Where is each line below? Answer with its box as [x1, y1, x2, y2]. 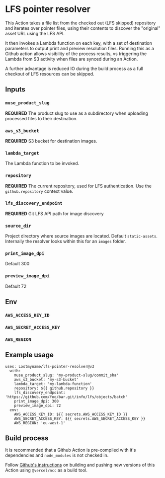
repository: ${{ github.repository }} [14, 386, 94, 391]
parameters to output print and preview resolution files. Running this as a [5, 45, 154, 51]
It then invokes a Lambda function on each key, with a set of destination [5, 40, 153, 46]
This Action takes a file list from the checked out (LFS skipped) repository [5, 20, 156, 26]
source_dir [5, 223, 31, 229]
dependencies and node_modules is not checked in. [5, 452, 109, 458]
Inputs [5, 85, 26, 94]
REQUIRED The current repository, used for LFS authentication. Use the [5, 183, 152, 189]
